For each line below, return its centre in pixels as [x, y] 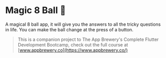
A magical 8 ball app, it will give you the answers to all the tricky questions [83, 24]
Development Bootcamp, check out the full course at [73, 44]
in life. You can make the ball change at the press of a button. [69, 29]
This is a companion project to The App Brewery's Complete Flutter [88, 39]
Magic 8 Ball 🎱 [36, 10]
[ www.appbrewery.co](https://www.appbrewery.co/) [73, 50]
